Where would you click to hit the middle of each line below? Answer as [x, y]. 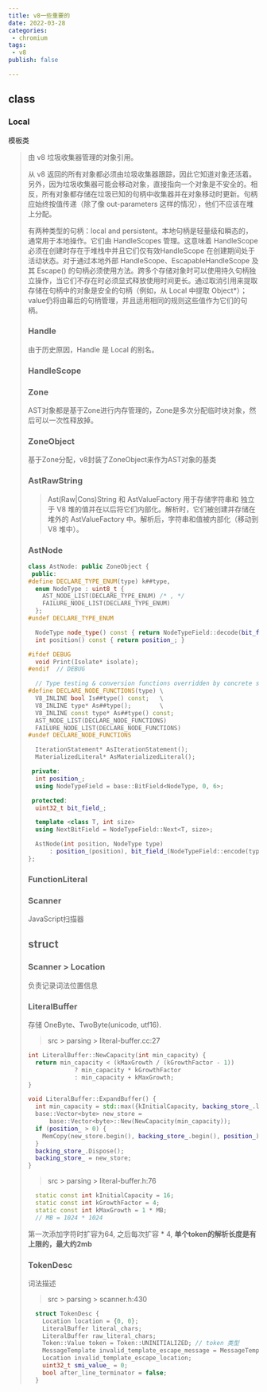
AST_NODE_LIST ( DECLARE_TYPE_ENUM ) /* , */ [114, 596]
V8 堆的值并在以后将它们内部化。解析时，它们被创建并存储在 [156, 509]
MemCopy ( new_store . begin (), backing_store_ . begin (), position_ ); [153, 1136]
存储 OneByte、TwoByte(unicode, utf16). [94, 1025]
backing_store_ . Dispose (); [80, 1151]
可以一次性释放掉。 [66, 420]
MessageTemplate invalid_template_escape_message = [130, 1351]
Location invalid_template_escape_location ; [117, 1358]
